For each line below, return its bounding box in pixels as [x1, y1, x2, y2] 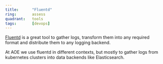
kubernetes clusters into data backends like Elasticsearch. [5, 55, 125, 61]
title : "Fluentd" [5, 7, 52, 12]
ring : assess [5, 12, 46, 17]
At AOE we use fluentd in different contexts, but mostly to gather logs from [5, 49, 159, 55]
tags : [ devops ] [5, 21, 50, 26]
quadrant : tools [5, 16, 43, 21]
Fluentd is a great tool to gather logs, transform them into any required [5, 34, 150, 40]
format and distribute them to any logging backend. [5, 40, 111, 46]
